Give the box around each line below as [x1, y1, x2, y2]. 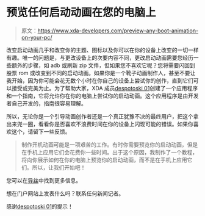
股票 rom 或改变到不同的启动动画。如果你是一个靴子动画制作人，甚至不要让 [6, 69, 196, 76]
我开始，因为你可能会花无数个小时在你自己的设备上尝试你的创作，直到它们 [6, 77, 193, 84]
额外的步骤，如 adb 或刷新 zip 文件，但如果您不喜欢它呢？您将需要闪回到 [11, 62, 195, 69]
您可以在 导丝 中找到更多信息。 [6, 176, 81, 184]
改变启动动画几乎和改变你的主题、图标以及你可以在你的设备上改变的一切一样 [6, 46, 199, 54]
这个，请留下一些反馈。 [11, 128, 71, 135]
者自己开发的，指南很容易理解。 [6, 99, 87, 107]
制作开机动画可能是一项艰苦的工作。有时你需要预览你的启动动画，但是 [21, 141, 198, 148]
